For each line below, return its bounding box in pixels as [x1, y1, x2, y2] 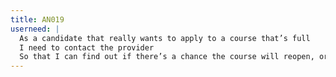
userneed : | [10, 24, 60, 34]
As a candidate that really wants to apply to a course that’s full [19, 33, 311, 43]
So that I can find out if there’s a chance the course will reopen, [19, 52, 315, 62]
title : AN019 [10, 14, 65, 25]
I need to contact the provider [19, 42, 155, 53]
